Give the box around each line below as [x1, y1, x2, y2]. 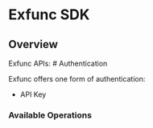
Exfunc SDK [8, 6, 90, 24]
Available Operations [8, 110, 93, 121]
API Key [19, 90, 47, 99]
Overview [8, 38, 59, 51]
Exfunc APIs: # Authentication [8, 58, 108, 68]
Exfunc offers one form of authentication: [8, 74, 146, 83]
